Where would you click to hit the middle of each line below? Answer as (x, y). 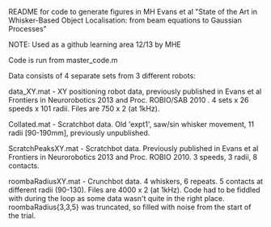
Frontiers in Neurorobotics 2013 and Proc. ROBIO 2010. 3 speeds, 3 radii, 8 (133, 157)
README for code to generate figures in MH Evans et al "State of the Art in (133, 12)
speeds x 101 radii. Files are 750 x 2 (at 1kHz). (84, 109)
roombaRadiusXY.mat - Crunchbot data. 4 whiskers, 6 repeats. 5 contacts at (136, 181)
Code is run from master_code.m (63, 60)
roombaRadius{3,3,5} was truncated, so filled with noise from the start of (130, 207)
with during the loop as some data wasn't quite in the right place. (116, 198)
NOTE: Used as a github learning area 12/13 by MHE (95, 44)
